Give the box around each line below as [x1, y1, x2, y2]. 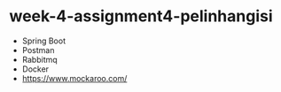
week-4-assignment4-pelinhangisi [9, 6, 273, 27]
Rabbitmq [21, 54, 58, 65]
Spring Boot [21, 35, 66, 46]
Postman [21, 44, 55, 55]
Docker [21, 64, 50, 74]
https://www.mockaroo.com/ [21, 73, 128, 83]
